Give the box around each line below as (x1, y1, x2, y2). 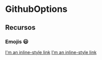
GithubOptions (5, 3, 67, 15)
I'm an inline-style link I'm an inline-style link (5, 49, 96, 55)
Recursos (5, 23, 36, 32)
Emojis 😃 (5, 38, 28, 45)
